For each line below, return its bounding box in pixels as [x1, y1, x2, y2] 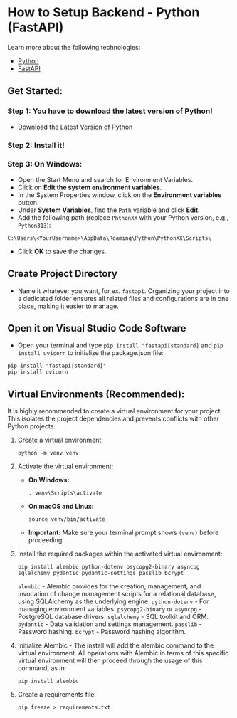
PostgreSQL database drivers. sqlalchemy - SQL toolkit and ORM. [17, 613, 209, 621]
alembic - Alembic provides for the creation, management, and [17, 582, 201, 591]
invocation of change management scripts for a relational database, [17, 590, 216, 598]
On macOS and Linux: [28, 502, 94, 511]
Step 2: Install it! [7, 140, 65, 150]
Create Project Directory [7, 268, 117, 280]
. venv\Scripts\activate [28, 490, 102, 497]
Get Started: [7, 85, 63, 97]
